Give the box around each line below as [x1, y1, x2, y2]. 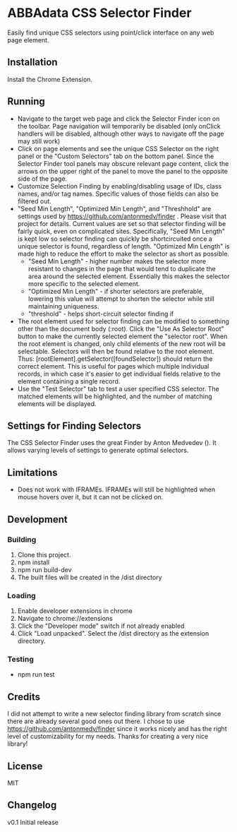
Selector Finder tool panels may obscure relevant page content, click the [17, 159, 229, 167]
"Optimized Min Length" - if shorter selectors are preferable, [28, 287, 205, 295]
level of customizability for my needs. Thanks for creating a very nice [7, 732, 209, 741]
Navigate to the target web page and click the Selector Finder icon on [17, 114, 220, 123]
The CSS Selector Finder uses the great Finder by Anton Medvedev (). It [7, 439, 217, 447]
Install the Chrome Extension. [7, 75, 93, 83]
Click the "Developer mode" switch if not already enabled [17, 622, 185, 630]
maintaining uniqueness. [28, 302, 99, 310]
